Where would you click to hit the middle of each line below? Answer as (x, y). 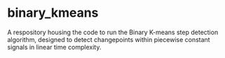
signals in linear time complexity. (54, 47)
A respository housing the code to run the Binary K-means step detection (113, 32)
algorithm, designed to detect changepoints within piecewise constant (109, 39)
